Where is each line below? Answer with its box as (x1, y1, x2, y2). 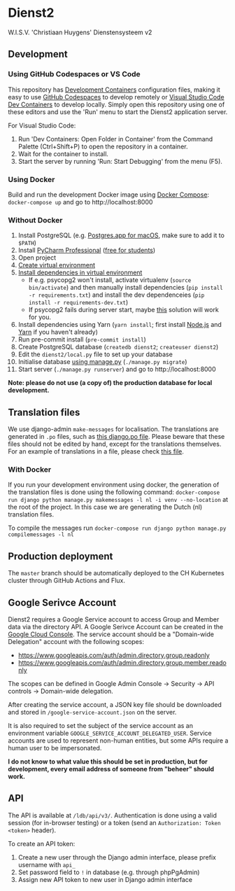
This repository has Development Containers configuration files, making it (8, 85, 221, 94)
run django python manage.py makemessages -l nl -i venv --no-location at (8, 496, 229, 504)
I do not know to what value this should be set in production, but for (8, 757, 208, 766)
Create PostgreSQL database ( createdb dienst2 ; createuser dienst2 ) (17, 343, 219, 351)
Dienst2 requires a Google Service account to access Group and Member (8, 615, 220, 624)
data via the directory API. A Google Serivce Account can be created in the (8, 622, 223, 631)
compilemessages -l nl (8, 531, 74, 538)
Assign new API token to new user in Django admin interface (17, 875, 193, 883)
